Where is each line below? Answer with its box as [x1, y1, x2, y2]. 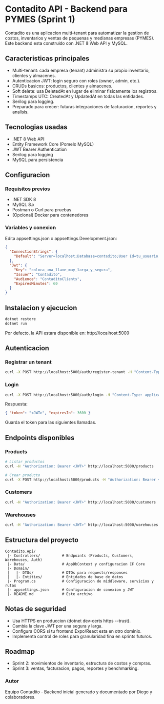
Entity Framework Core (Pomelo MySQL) [12, 141, 94, 147]
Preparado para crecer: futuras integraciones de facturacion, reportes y [12, 103, 157, 109]
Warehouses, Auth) [5, 557, 42, 562]
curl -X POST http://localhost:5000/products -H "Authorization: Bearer [5, 477, 156, 482]
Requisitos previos [5, 185, 50, 192]
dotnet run [5, 321, 27, 326]
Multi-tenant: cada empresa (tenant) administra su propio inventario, [12, 67, 150, 73]
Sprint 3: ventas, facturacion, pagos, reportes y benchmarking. [12, 665, 139, 671]
